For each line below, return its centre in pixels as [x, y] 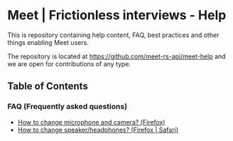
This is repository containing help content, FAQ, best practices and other [113, 35]
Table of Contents [48, 87]
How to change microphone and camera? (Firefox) [91, 122]
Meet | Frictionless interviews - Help [117, 15]
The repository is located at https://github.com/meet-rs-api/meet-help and [116, 56]
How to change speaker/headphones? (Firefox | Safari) [98, 130]
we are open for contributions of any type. [69, 63]
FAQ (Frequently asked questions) [67, 107]
